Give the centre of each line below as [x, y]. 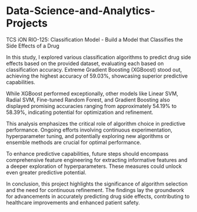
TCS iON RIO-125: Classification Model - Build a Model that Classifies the [95, 39]
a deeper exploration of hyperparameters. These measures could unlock [94, 166]
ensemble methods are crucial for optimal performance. [74, 142]
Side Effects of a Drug [33, 46]
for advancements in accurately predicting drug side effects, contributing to [98, 196]
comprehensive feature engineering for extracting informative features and [97, 160]
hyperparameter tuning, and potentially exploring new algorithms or [88, 136]
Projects [27, 23]
